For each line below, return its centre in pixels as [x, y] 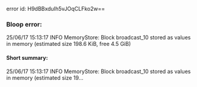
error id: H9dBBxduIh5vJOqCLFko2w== [56, 9]
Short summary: [27, 57]
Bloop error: [24, 24]
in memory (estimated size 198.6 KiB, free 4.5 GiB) [69, 44]
